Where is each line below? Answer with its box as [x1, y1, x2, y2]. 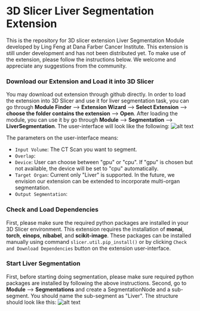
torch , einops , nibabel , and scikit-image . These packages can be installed [6, 232, 192, 239]
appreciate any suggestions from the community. [6, 62, 127, 70]
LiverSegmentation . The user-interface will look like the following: [6, 123, 170, 130]
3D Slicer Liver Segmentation [6, 4, 154, 18]
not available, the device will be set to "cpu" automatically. [14, 165, 159, 172]
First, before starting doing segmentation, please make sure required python [6, 273, 194, 280]
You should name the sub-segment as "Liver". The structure [30, 292, 179, 299]
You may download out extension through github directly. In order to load [6, 91, 186, 98]
